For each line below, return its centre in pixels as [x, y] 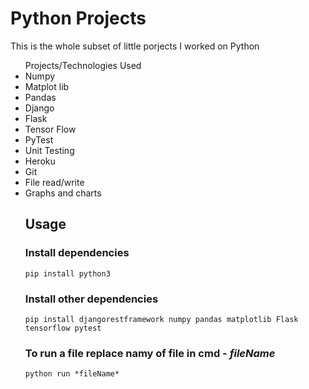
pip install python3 [67, 273]
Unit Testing [49, 150]
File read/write [54, 182]
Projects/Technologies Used [83, 65]
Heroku [40, 161]
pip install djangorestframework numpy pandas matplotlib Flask [161, 319]
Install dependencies [77, 253]
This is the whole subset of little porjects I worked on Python [135, 46]
